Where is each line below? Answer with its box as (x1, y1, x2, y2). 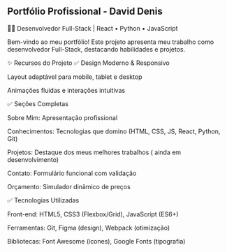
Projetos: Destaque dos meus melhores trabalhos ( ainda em (7, 148, 182, 156)
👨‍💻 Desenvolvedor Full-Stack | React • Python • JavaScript (7, 24, 178, 32)
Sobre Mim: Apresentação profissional (7, 113, 118, 121)
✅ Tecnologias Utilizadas (7, 195, 80, 205)
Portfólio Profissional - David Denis (7, 6, 163, 17)
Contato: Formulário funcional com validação (7, 169, 137, 177)
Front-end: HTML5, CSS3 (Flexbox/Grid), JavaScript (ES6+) (7, 209, 180, 218)
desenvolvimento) (7, 155, 59, 163)
